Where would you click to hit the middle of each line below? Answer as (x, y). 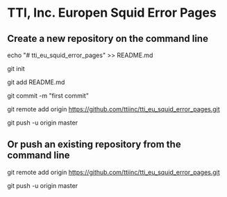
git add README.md (36, 82)
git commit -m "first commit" (48, 96)
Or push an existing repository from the (94, 144)
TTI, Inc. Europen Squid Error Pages (112, 13)
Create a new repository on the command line (108, 39)
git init (16, 69)
